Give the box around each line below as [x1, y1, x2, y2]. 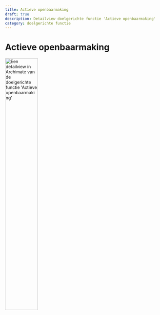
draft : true [5, 12, 29, 17]
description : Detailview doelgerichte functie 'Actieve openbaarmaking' [5, 16, 156, 21]
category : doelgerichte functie [5, 21, 71, 26]
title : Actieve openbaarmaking [5, 7, 69, 12]
